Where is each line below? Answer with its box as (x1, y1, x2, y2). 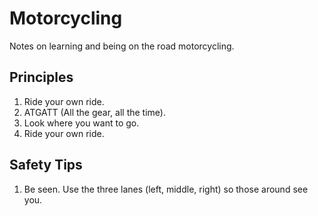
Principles (9, 69, 74, 86)
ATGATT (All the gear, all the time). (23, 106, 166, 118)
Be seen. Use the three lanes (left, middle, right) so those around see (23, 183, 309, 195)
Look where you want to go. (23, 117, 140, 129)
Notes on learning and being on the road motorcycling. (9, 40, 235, 52)
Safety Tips (9, 157, 83, 174)
